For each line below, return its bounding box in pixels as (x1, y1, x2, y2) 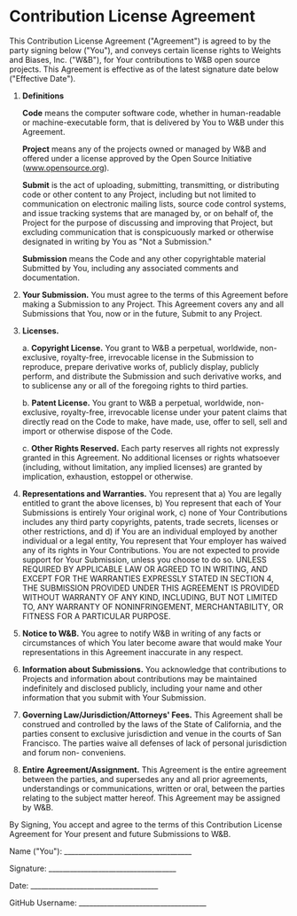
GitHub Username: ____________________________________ (9, 897, 207, 908)
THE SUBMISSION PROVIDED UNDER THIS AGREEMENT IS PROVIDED (21, 583, 280, 593)
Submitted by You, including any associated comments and (21, 262, 239, 273)
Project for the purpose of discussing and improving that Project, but (21, 217, 273, 228)
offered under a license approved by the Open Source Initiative (21, 153, 253, 163)
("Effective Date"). (9, 73, 76, 83)
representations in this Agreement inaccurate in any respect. (21, 646, 244, 657)
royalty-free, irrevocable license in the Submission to (60, 352, 254, 363)
